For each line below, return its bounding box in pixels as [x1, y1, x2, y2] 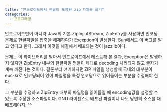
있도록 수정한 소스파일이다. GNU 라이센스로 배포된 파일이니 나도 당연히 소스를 [5, 96, 156, 102]
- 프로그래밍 [9, 16, 31, 21]
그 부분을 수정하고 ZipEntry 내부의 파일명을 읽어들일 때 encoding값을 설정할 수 [5, 89, 158, 95]
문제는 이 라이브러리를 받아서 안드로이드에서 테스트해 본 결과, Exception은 [5, 54, 149, 60]
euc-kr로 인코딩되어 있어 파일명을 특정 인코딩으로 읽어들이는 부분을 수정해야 [5, 73, 153, 79]
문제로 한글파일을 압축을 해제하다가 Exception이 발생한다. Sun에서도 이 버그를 [5, 37, 157, 43]
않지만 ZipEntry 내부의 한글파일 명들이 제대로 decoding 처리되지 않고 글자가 [10, 60, 158, 66]
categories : [5, 12, 30, 17]
